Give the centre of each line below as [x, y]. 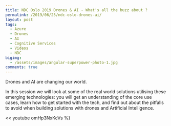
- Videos [19, 48]
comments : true [22, 67]
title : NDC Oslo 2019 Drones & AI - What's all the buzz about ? [76, 10]
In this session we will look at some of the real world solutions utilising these [86, 92]
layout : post [19, 19]
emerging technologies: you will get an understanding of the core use [79, 97]
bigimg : [14, 58]
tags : [11, 24]
